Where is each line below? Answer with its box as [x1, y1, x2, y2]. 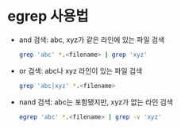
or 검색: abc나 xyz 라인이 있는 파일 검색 [18, 66, 143, 75]
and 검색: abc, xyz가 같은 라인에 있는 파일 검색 [18, 35, 165, 44]
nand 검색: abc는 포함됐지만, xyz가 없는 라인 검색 [18, 97, 174, 107]
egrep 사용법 [7, 7, 89, 25]
